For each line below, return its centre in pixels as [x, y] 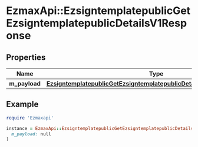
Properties [26, 57]
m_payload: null [31, 134]
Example [22, 105]
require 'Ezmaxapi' [30, 118]
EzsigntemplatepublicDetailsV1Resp [97, 23]
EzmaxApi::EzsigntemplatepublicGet [98, 11]
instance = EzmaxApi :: [34, 128]
